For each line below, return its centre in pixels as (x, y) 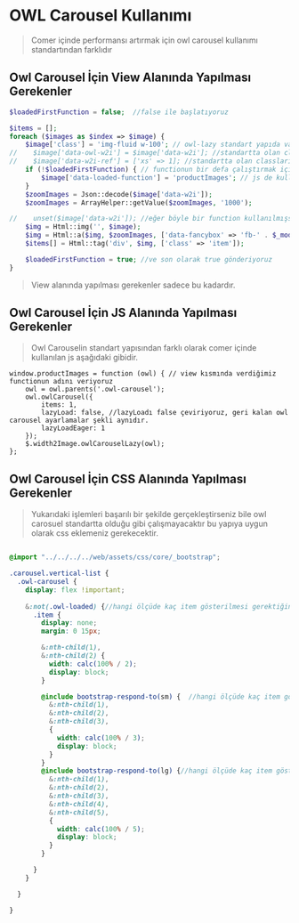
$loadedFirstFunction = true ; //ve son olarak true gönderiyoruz (149, 259)
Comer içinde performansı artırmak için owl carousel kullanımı (144, 40)
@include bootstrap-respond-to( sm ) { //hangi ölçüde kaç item (161, 696)
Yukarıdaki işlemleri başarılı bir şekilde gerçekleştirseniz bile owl (149, 514)
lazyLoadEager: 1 (73, 428)
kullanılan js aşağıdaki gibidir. (85, 358)
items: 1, (59, 405)
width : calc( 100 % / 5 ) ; (101, 829)
